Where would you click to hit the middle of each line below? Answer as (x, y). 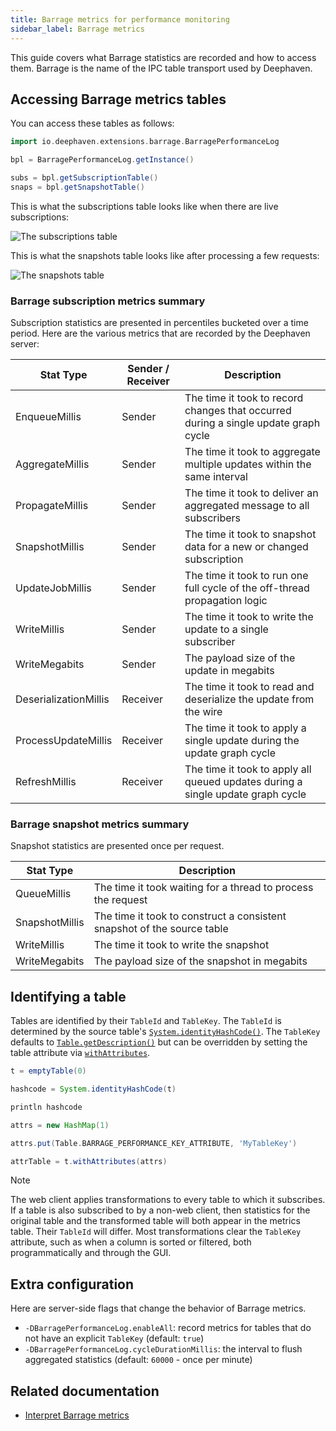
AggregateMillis (52, 464)
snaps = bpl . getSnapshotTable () (77, 187)
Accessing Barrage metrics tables (118, 99)
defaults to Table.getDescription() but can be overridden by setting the (159, 1042)
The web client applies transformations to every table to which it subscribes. (168, 1200)
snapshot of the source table (161, 929)
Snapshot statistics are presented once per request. (117, 846)
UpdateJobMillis (53, 588)
